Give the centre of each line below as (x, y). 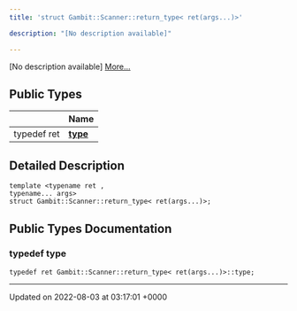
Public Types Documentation (91, 228)
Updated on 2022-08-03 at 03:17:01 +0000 (88, 297)
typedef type (38, 253)
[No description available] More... (70, 66)
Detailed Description (67, 165)
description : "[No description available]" (91, 33)
